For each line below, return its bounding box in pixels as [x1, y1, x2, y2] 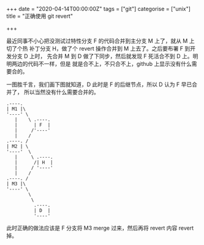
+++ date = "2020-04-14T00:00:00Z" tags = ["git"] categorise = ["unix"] [6, 5, 191, 12]
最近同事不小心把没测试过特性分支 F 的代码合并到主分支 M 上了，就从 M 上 [6, 37, 195, 45]
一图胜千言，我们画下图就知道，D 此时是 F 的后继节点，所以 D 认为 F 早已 [6, 81, 192, 88]
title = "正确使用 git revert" [6, 12, 74, 20]
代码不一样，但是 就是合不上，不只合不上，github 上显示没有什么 [27, 60, 192, 67]
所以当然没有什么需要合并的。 [23, 89, 99, 95]
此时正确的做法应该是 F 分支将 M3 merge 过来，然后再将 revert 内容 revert [6, 224, 194, 232]
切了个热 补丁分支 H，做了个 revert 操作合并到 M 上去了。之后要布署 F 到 [6, 45, 191, 52]
